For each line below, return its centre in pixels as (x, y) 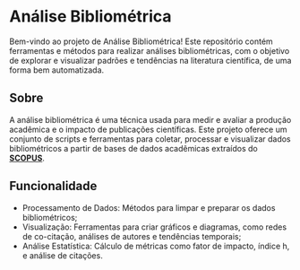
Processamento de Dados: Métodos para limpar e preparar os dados (149, 207)
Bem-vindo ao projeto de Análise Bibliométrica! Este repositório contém (141, 41)
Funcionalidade (53, 186)
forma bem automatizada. (57, 70)
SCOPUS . (27, 158)
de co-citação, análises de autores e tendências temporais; (132, 236)
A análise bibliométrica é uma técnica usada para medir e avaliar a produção (150, 119)
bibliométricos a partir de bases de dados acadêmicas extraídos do (133, 148)
